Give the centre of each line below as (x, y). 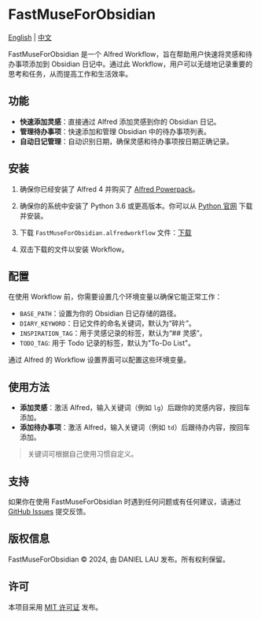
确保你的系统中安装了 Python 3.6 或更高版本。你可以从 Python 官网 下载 (136, 206)
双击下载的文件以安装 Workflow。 (74, 249)
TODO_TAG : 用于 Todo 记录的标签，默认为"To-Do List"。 (107, 343)
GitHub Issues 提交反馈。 (49, 511)
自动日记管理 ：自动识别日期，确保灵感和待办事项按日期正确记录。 (126, 141)
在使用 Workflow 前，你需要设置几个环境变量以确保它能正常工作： (115, 296)
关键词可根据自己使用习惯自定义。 (83, 454)
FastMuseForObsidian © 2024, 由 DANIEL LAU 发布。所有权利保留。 (119, 559)
